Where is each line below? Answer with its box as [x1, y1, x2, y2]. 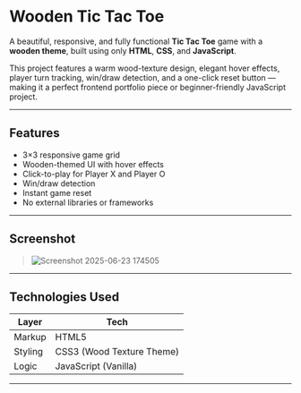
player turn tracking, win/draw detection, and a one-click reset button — [9, 72, 276, 82]
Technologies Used [9, 289, 119, 304]
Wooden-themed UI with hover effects [21, 158, 164, 169]
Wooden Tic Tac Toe [9, 6, 165, 27]
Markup [13, 331, 47, 344]
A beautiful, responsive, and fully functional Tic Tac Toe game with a [9, 36, 263, 47]
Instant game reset [21, 187, 92, 198]
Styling [13, 346, 43, 358]
